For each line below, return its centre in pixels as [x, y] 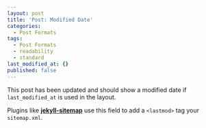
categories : [24, 26]
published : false [32, 70]
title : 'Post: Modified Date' [50, 20]
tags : [15, 39]
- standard [29, 58]
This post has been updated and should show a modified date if [97, 90]
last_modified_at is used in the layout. [62, 97]
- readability [33, 52]
